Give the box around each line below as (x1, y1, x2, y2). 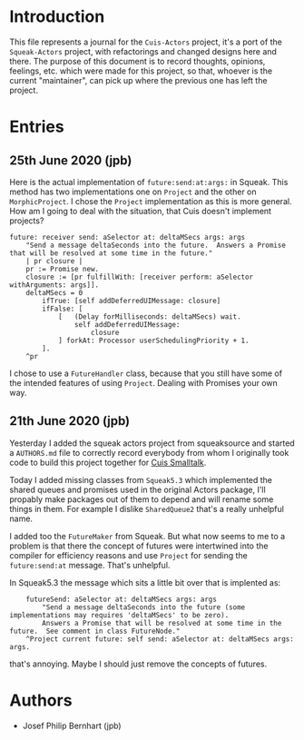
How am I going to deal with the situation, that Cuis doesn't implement (9, 205, 272, 216)
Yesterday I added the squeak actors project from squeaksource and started (9, 438, 295, 449)
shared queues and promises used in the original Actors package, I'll (9, 484, 266, 495)
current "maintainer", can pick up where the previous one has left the (9, 74, 268, 85)
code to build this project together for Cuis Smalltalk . (9, 457, 207, 468)
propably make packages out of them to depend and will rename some (9, 493, 274, 505)
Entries (9, 116, 65, 137)
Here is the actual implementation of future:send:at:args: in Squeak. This (9, 176, 289, 187)
